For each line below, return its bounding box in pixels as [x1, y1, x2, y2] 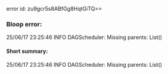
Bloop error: [6, 20, 42, 28]
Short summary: [6, 48, 48, 55]
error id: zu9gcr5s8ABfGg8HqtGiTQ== [6, 5, 102, 12]
